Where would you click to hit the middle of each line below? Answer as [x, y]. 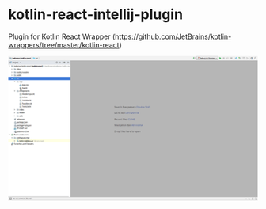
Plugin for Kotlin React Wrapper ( [62, 36]
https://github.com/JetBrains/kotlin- [173, 36]
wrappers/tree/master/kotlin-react [64, 44]
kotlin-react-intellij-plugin [96, 15]
